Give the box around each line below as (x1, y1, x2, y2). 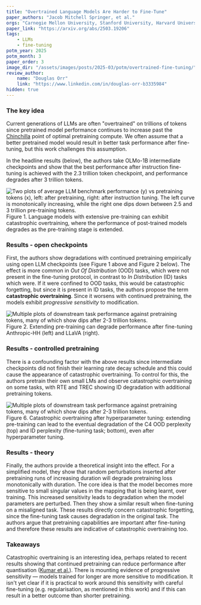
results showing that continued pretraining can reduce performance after (6, 560, 187, 567)
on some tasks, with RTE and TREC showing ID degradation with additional (6, 384, 190, 391)
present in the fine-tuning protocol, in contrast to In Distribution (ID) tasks (6, 273, 187, 281)
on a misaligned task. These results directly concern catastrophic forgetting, (6, 506, 194, 513)
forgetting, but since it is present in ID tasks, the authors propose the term (6, 286, 188, 293)
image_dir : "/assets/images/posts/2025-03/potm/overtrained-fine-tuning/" (6, 64, 197, 71)
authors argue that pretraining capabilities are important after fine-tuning (6, 519, 185, 527)
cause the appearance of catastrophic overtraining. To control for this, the (6, 370, 189, 378)
